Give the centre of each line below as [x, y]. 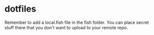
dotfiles [20, 9]
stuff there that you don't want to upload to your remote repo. [66, 27]
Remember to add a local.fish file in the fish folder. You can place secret [77, 22]
